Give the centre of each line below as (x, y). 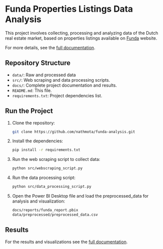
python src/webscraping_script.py (47, 168)
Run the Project (29, 111)
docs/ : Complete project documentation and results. (65, 85)
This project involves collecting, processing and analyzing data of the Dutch (81, 33)
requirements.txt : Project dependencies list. (57, 95)
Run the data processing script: (44, 178)
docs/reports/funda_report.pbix (45, 210)
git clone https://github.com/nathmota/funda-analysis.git (74, 132)
